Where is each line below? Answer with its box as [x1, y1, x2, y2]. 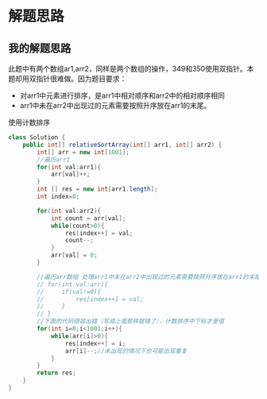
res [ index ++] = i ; [64, 339, 126, 347]
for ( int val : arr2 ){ [37, 207, 102, 215]
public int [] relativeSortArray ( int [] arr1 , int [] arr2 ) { [22, 141, 222, 149]
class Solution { [8, 134, 66, 141]
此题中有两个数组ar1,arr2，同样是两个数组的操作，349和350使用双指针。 [8, 64, 248, 73]
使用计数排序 [8, 118, 50, 127]
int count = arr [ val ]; [50, 214, 126, 223]
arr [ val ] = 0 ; [50, 251, 98, 259]
